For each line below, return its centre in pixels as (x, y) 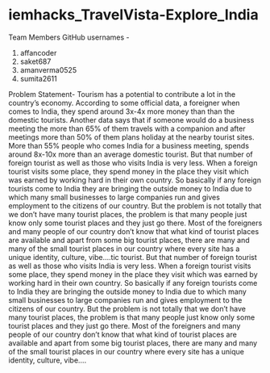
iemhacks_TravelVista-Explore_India (134, 15)
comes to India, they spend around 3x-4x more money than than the (122, 111)
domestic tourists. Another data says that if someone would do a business (131, 119)
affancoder (38, 52)
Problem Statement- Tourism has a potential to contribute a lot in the (122, 94)
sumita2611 (39, 78)
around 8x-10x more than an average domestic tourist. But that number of (131, 154)
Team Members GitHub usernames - (69, 37)
